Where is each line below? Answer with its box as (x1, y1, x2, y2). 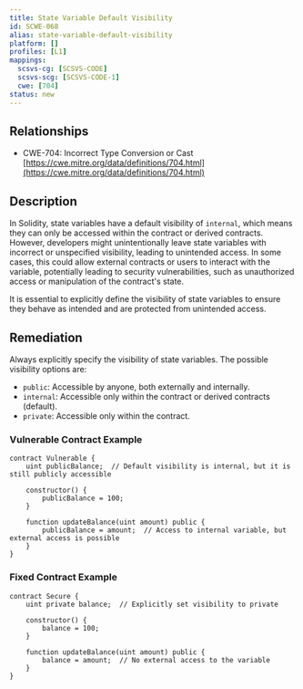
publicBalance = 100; (42, 494, 125, 503)
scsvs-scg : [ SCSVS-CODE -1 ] (17, 73, 120, 82)
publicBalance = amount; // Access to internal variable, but (42, 526, 287, 535)
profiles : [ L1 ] (9, 47, 67, 57)
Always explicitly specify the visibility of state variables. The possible (9, 353, 268, 365)
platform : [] (9, 38, 59, 48)
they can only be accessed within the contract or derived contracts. (9, 227, 264, 238)
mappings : (9, 56, 47, 65)
